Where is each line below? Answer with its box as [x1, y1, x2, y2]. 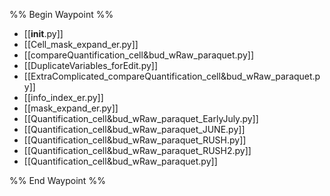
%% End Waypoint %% [9, 175, 106, 186]
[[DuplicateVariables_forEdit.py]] [23, 60, 159, 71]
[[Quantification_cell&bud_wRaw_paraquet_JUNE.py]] [23, 124, 246, 135]
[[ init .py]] [23, 28, 64, 39]
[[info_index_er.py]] [23, 92, 104, 103]
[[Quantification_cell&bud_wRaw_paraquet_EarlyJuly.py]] [23, 113, 259, 124]
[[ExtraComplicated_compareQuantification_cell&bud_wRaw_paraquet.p [23, 70, 321, 82]
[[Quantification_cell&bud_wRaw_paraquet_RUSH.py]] [23, 134, 247, 146]
